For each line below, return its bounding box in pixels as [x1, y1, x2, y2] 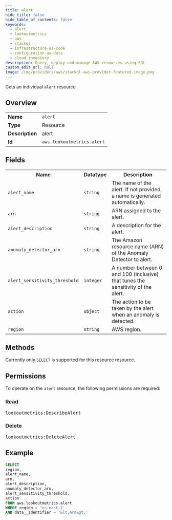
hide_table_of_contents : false [5, 17, 72, 22]
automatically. [112, 198, 146, 206]
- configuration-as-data [10, 50, 63, 55]
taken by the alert [112, 304, 154, 311]
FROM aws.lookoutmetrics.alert [5, 500, 72, 506]
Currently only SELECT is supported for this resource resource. [5, 357, 136, 363]
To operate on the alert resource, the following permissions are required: [5, 385, 160, 392]
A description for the [112, 221, 161, 229]
